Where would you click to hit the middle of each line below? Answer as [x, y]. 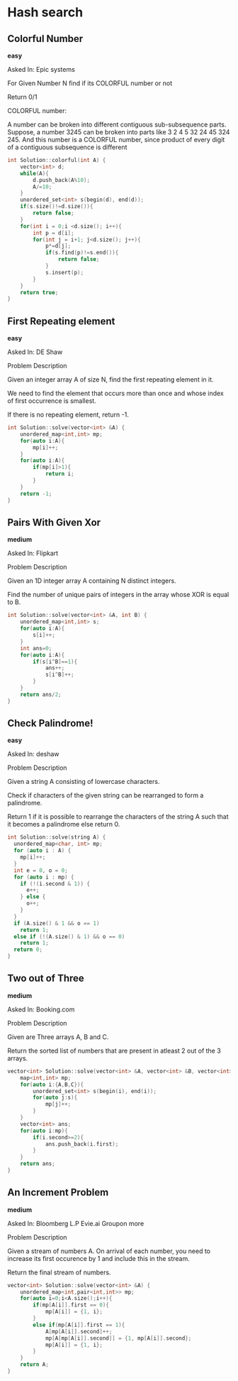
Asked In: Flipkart [33, 553]
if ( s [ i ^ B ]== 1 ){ [55, 662]
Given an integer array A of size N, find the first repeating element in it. [110, 380]
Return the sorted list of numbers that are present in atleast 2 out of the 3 [114, 1050]
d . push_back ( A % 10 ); [62, 180]
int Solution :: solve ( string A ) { [57, 837]
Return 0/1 [22, 97]
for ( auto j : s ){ [55, 1098]
